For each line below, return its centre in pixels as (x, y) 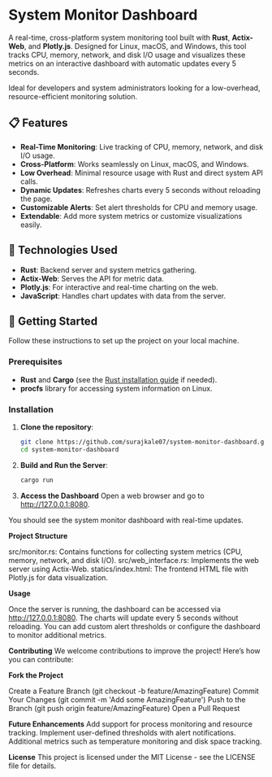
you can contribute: (41, 659)
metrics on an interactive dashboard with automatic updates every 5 (123, 63)
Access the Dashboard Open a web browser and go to (112, 495)
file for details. (32, 766)
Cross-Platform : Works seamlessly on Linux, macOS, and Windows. (134, 164)
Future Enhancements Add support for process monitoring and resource (131, 724)
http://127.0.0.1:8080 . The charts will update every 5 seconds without (123, 618)
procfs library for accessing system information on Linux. (116, 388)
